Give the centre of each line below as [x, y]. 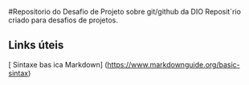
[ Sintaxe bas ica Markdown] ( [58, 64]
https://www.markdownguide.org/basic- [174, 64]
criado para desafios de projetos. [63, 20]
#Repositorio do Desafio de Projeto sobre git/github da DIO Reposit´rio [124, 12]
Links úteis [36, 45]
